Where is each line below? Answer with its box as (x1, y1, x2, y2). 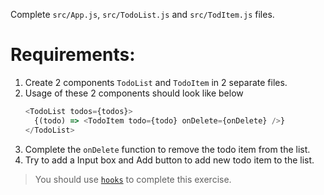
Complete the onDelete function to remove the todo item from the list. (24, 143, 311, 155)
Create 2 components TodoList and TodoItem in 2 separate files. (24, 76, 288, 88)
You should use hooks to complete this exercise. (34, 173, 232, 185)
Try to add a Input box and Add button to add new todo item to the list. (24, 154, 315, 166)
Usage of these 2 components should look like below (24, 87, 244, 99)
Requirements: (10, 44, 136, 66)
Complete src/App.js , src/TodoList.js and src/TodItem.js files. (10, 9, 275, 20)
